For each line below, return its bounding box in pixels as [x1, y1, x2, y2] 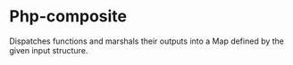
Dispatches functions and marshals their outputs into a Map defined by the [9, 36, 284, 46]
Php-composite [9, 6, 128, 27]
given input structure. [9, 45, 88, 55]
